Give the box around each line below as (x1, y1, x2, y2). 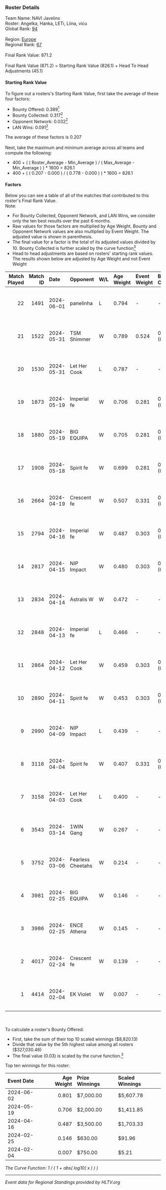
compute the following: (5, 150, 52, 156)
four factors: (5, 96, 31, 102)
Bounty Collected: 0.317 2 (12, 111, 63, 118)
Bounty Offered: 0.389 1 (12, 105, 60, 112)
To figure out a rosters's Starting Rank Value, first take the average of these (5, 90, 159, 96)
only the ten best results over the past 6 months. (12, 218, 111, 224)
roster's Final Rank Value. (5, 198, 57, 204)
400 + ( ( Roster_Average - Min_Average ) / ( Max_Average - (12, 159, 135, 165)
